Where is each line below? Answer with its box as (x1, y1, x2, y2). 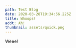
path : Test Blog (5, 7, 38, 12)
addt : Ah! (5, 20, 25, 26)
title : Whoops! (5, 16, 36, 21)
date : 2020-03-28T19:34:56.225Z (5, 12, 71, 16)
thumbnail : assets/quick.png (5, 25, 65, 30)
